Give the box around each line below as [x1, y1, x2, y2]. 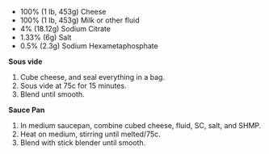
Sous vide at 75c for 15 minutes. [19, 81, 127, 90]
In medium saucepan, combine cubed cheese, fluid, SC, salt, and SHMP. [19, 121, 262, 130]
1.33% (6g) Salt [19, 32, 72, 42]
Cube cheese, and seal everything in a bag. [19, 73, 166, 81]
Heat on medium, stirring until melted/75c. [19, 129, 162, 139]
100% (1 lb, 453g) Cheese [19, 7, 107, 16]
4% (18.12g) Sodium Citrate [19, 24, 111, 33]
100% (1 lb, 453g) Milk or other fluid [19, 15, 140, 25]
